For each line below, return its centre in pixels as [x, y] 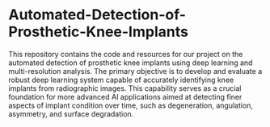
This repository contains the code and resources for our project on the [126, 54]
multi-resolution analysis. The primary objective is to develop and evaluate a [135, 71]
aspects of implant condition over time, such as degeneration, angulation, [131, 105]
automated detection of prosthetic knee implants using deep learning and [131, 63]
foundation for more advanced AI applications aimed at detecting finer [125, 96]
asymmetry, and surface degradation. [71, 113]
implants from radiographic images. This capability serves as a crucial [125, 88]
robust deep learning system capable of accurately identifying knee [121, 80]
